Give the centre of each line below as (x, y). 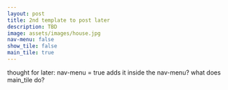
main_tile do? (26, 80)
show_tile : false (32, 46)
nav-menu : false (31, 40)
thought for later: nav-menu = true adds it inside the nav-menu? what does (114, 72)
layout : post (26, 14)
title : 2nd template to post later (59, 20)
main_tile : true (31, 53)
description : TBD (32, 27)
